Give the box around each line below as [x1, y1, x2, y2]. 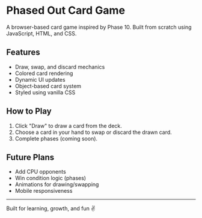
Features [6, 47, 40, 58]
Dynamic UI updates [14, 76, 66, 83]
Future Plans [6, 152, 55, 162]
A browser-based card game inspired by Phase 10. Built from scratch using [6, 23, 192, 31]
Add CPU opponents [14, 168, 66, 175]
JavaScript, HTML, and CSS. [6, 29, 77, 37]
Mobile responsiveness [14, 187, 73, 195]
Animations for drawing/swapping [14, 181, 99, 188]
